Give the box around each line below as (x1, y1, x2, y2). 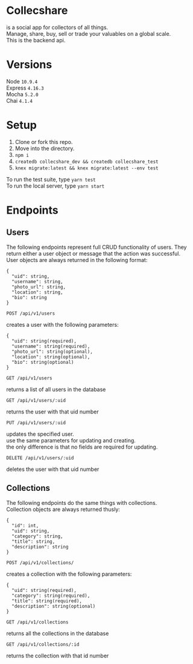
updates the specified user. (6, 430, 74, 438)
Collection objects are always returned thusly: (6, 505, 121, 513)
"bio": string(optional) (11, 359, 74, 365)
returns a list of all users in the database (6, 386, 106, 393)
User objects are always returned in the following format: (6, 256, 148, 263)
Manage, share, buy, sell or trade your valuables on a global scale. (6, 30, 171, 37)
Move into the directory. (14, 145, 75, 152)
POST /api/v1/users (6, 310, 55, 317)
